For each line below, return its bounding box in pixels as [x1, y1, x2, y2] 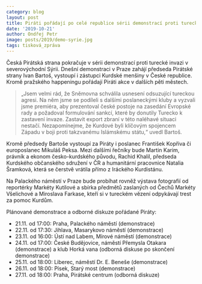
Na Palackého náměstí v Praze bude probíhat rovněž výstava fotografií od [6, 177, 189, 185]
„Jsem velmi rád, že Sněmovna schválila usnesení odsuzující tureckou [20, 90, 195, 97]
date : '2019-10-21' [6, 25, 55, 32]
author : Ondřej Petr [6, 31, 58, 37]
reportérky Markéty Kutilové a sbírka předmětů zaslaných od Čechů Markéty [6, 183, 196, 191]
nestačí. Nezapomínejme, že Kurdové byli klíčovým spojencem [20, 122, 176, 129]
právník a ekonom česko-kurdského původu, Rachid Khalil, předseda [6, 153, 177, 160]
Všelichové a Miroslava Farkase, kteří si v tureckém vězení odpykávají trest [6, 190, 191, 197]
